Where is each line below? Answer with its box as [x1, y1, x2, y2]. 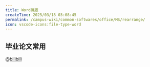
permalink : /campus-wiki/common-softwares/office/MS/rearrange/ [5, 17, 145, 22]
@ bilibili [5, 56, 22, 62]
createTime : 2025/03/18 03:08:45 [5, 12, 77, 17]
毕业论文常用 [5, 42, 46, 51]
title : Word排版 [5, 7, 38, 13]
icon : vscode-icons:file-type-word [5, 21, 81, 27]
